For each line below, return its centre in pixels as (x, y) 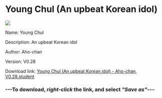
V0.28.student (20, 76)
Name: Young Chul (24, 32)
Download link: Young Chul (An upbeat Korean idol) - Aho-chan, (71, 71)
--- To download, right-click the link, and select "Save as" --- (80, 89)
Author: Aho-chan (24, 51)
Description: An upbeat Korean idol (41, 42)
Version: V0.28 (20, 61)
